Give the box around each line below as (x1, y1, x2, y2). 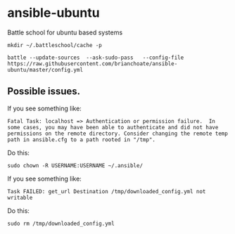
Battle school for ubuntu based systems (7, 28, 123, 37)
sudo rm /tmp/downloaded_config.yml (7, 220, 115, 227)
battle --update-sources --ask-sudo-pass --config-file (7, 54, 184, 61)
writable (7, 194, 33, 201)
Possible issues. (7, 86, 81, 98)
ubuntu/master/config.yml (7, 66, 83, 73)
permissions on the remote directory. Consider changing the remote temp (7, 130, 229, 137)
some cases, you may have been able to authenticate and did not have (7, 124, 219, 131)
